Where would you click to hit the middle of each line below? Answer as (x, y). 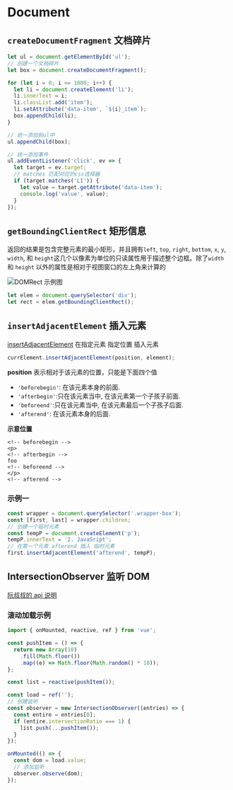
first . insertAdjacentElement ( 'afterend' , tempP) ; (82, 553)
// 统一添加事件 (28, 154)
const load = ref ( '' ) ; (41, 695)
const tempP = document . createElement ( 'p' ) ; (74, 533)
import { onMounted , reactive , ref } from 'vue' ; (82, 631)
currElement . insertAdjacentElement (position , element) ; (91, 357)
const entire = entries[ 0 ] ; (55, 715)
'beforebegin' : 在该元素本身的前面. (68, 387)
